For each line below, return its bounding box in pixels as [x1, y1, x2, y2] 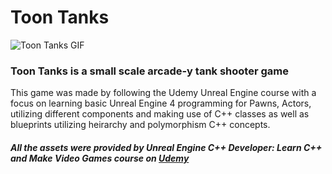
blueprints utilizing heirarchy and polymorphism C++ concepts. [10, 119, 271, 131]
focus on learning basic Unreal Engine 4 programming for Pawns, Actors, [10, 97, 312, 110]
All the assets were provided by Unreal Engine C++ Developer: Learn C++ [10, 141, 323, 153]
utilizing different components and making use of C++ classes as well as [10, 108, 310, 120]
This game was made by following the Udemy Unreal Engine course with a [10, 87, 317, 99]
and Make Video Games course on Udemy [10, 152, 190, 164]
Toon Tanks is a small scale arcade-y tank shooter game [10, 64, 289, 78]
